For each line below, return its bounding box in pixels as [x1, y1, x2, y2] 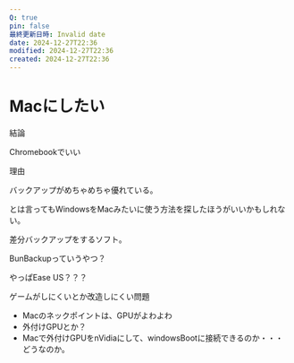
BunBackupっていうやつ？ [9, 253, 106, 264]
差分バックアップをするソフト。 [9, 234, 127, 245]
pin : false [9, 22, 50, 30]
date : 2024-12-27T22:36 [9, 38, 98, 48]
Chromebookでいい [9, 146, 81, 157]
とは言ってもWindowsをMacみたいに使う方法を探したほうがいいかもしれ [9, 203, 279, 214]
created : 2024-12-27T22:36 [9, 55, 110, 64]
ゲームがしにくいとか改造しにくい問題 [9, 290, 150, 301]
